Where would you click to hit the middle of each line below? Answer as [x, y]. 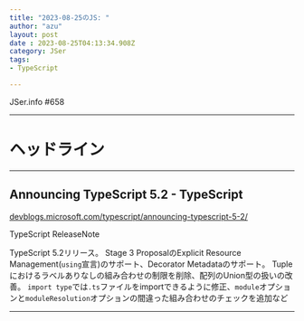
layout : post [34, 34]
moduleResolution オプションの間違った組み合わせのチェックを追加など [157, 297]
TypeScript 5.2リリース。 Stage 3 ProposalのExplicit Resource [125, 252]
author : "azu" [36, 26]
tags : [19, 60]
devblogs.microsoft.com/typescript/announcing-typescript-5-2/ [129, 216]
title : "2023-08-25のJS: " [60, 18]
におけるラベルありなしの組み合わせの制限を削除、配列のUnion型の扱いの [147, 275]
